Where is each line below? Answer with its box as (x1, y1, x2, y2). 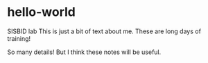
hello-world (7, 4, 76, 20)
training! (7, 34, 31, 42)
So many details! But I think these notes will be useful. (7, 48, 162, 56)
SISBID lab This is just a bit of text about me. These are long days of (7, 27, 201, 35)
